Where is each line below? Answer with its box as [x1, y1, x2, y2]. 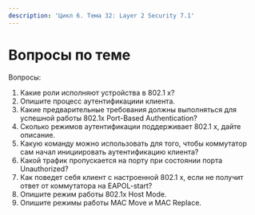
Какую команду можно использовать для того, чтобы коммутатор [19, 139, 248, 148]
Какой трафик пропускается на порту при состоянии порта [19, 155, 223, 165]
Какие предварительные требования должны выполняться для [19, 104, 237, 114]
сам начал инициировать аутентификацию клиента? [19, 147, 199, 156]
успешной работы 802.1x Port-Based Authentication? [19, 113, 198, 123]
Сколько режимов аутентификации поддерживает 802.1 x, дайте [19, 121, 241, 131]
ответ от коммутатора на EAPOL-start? [19, 181, 153, 190]
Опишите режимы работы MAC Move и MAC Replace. [19, 197, 202, 207]
